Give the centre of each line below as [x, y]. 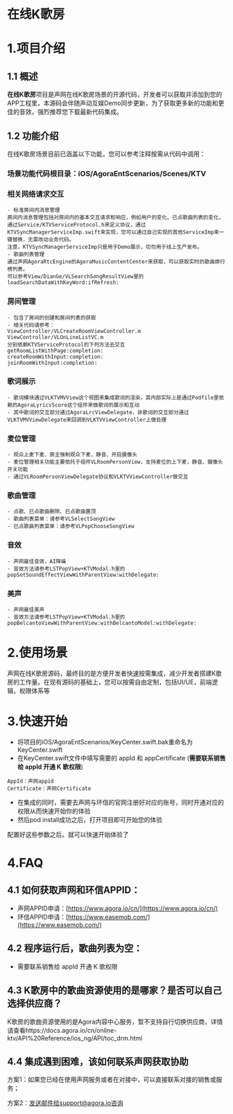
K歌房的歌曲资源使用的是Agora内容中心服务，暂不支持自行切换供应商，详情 [115, 1022]
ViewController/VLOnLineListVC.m [55, 337]
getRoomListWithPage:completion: [55, 351]
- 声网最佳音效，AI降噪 [37, 561]
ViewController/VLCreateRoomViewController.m [74, 331]
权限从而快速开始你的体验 [54, 811]
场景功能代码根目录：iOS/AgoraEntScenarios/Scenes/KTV [107, 173]
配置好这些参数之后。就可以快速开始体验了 [68, 834]
